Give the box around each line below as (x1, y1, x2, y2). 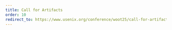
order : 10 (5, 12, 27, 17)
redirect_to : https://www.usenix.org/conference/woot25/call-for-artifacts (5, 17, 170, 22)
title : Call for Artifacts (5, 7, 63, 13)
